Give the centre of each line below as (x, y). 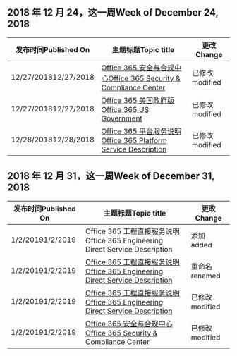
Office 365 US (125, 109)
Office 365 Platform (134, 140)
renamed (206, 276)
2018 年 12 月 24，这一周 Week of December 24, (113, 13)
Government (122, 118)
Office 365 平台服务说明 (141, 131)
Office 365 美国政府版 (138, 100)
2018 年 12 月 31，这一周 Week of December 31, (111, 176)
